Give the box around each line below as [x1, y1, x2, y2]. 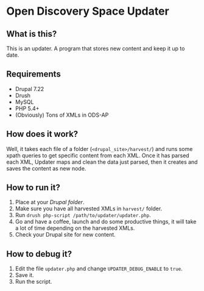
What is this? [6, 29, 57, 39]
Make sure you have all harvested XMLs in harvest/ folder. [15, 205, 163, 212]
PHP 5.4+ [15, 105, 40, 112]
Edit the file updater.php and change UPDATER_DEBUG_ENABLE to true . [15, 265, 183, 273]
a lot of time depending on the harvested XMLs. [15, 224, 135, 232]
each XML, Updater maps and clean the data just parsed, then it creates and [6, 158, 198, 166]
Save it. [15, 271, 35, 279]
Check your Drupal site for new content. [15, 231, 116, 238]
